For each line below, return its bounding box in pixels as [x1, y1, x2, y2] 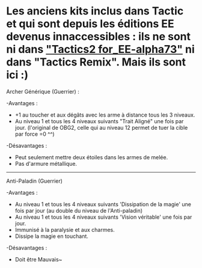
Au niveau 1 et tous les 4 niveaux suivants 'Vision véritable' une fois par [14, 213, 192, 221]
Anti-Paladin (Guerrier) [6, 177, 63, 184]
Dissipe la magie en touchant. [14, 233, 89, 240]
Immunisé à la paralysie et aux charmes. [14, 226, 115, 233]
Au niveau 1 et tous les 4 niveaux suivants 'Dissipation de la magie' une [14, 200, 191, 208]
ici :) [6, 68, 29, 82]
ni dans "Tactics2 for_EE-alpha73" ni [6, 43, 195, 56]
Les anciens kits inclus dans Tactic [6, 4, 184, 18]
